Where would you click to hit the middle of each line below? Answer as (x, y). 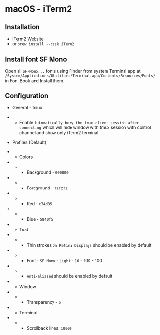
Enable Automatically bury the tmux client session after (79, 122)
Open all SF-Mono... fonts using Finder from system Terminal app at (73, 71)
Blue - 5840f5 (40, 219)
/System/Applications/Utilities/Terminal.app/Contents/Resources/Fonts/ (80, 76)
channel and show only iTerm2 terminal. (59, 132)
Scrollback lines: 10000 (49, 328)
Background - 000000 (48, 172)
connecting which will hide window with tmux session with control (85, 127)
